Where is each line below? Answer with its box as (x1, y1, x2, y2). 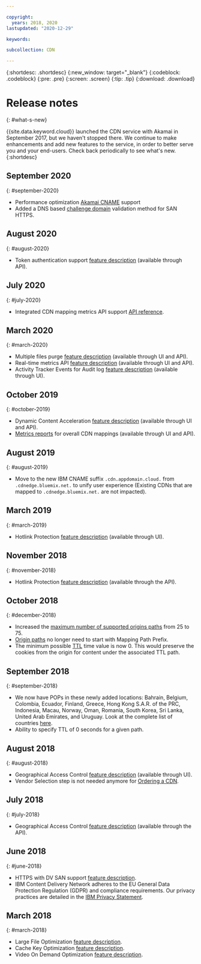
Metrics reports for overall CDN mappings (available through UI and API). (14, 430, 196, 437)
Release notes (6, 96, 79, 110)
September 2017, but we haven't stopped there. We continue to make (6, 134, 177, 141)
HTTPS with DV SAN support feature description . (14, 874, 137, 881)
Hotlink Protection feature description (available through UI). (14, 533, 164, 540)
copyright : (6, 14, 34, 20)
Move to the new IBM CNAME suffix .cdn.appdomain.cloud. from (14, 475, 175, 482)
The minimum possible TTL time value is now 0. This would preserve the (14, 642, 194, 650)
